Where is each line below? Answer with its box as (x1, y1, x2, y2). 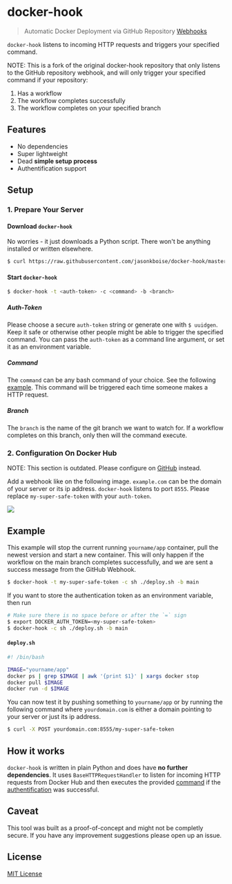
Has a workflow (17, 89, 62, 97)
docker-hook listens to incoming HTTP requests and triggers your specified (7, 40, 220, 48)
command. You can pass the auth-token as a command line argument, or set (7, 336, 225, 344)
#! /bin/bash (7, 653, 45, 660)
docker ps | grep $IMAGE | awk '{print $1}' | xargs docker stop (7, 673, 199, 680)
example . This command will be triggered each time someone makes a (7, 383, 209, 392)
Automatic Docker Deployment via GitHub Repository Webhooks (23, 27, 207, 35)
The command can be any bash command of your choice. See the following (7, 376, 216, 384)
